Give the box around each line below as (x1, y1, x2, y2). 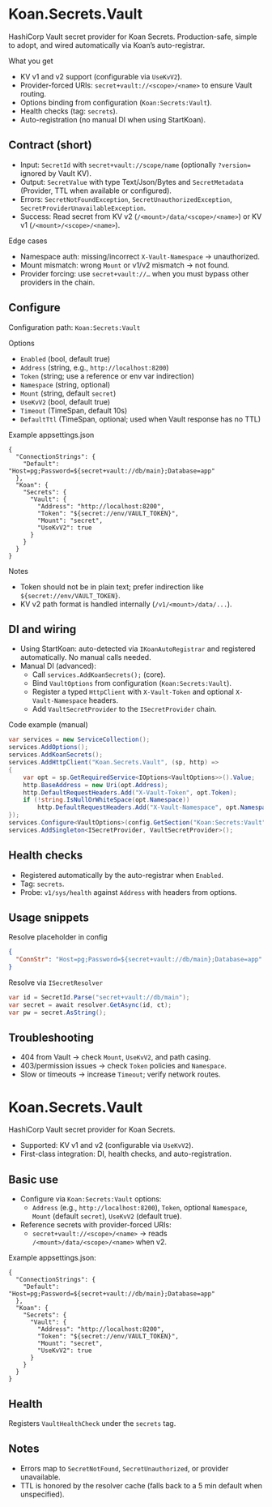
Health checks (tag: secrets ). (19, 106, 118, 116)
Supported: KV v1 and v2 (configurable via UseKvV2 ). (19, 1141, 194, 1150)
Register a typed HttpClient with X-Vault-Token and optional (32, 687, 235, 697)
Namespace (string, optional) (19, 379, 111, 389)
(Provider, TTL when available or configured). (19, 186, 172, 195)
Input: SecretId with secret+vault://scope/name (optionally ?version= (19, 160, 251, 169)
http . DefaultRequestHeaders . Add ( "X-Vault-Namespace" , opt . (37, 803, 241, 811)
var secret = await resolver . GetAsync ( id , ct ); (8, 1000, 172, 1009)
